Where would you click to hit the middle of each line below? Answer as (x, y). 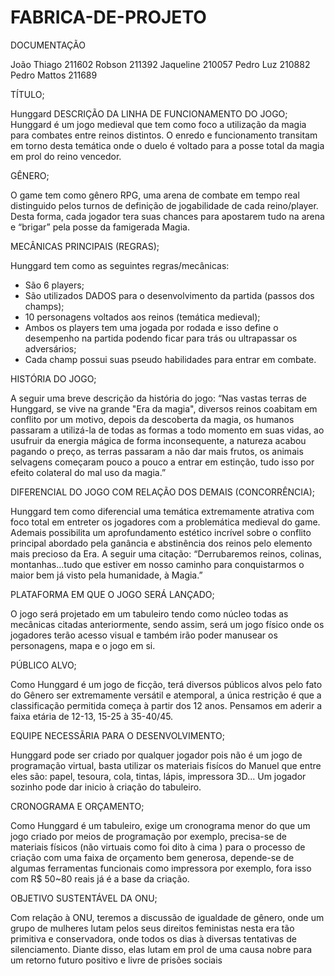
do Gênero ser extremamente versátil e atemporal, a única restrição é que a (166, 695)
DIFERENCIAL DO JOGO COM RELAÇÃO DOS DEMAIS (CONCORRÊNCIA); (163, 492)
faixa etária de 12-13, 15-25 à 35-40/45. (92, 716)
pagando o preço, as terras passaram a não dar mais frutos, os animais (157, 451)
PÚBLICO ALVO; (43, 665)
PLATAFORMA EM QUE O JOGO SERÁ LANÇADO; (112, 594)
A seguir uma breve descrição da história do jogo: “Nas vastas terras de (158, 398)
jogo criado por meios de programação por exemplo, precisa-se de (149, 836)
